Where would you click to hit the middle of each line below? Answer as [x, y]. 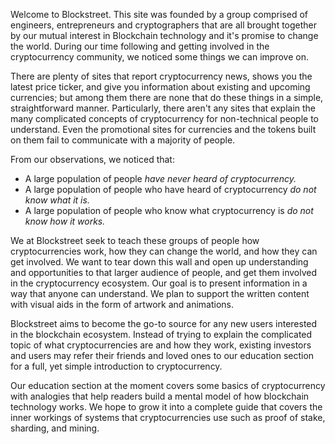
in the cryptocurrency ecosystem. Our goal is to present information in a [159, 283]
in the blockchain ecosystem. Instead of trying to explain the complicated [161, 334]
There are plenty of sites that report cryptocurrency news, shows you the [161, 76]
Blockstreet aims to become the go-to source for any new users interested [164, 323]
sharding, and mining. [55, 428]
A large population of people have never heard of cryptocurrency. [160, 178]
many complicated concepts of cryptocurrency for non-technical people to [164, 118]
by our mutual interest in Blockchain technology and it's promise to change [164, 35]
